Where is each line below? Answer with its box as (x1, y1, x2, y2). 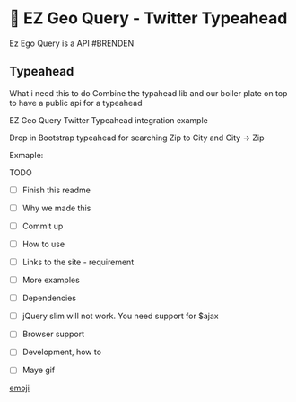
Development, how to (22, 346, 101, 358)
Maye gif (22, 364, 56, 376)
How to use (22, 238, 65, 249)
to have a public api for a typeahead (9, 97, 143, 108)
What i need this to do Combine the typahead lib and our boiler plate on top (9, 87, 288, 98)
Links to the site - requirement (22, 256, 135, 267)
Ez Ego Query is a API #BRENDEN (9, 38, 135, 49)
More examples (22, 274, 81, 286)
